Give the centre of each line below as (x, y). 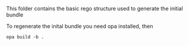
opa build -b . (25, 37)
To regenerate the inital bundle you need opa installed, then (80, 26)
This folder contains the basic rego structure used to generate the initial (95, 9)
